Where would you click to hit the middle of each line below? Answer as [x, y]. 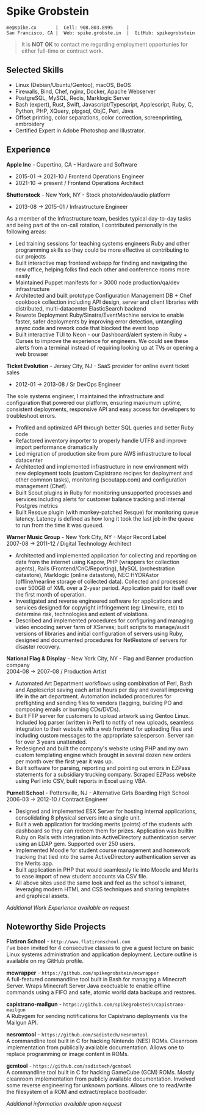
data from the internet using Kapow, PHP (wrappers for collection [97, 562]
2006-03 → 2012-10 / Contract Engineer [57, 799]
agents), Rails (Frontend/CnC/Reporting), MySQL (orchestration [95, 568]
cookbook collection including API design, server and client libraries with [106, 302]
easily [23, 276]
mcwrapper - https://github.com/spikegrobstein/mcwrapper [83, 973]
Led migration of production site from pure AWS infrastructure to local [103, 453]
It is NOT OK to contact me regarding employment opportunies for [104, 44]
